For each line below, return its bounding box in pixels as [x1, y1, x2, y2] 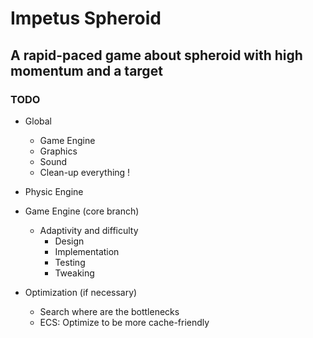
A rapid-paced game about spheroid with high [10, 47, 303, 64]
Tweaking [54, 267, 95, 279]
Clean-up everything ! [39, 166, 131, 178]
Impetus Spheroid [10, 7, 162, 30]
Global [24, 115, 52, 127]
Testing [54, 256, 86, 268]
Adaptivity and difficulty [39, 224, 139, 236]
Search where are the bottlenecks [39, 305, 180, 317]
